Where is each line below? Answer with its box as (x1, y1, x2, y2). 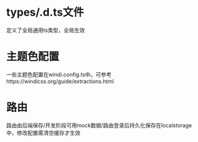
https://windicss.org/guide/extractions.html (6, 78, 114, 85)
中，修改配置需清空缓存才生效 (6, 129, 80, 136)
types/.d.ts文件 (6, 5, 85, 19)
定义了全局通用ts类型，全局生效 (6, 26, 85, 34)
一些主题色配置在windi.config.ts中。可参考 (6, 70, 112, 78)
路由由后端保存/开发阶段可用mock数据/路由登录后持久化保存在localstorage (6, 122, 192, 129)
